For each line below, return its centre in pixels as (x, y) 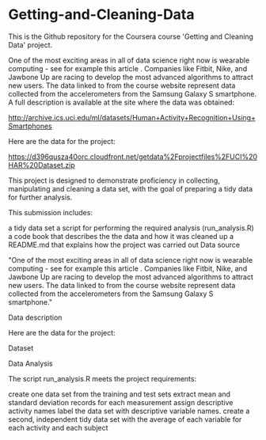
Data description (35, 317)
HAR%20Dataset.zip (42, 165)
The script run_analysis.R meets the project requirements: (102, 378)
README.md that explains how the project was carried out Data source (124, 245)
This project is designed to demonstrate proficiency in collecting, (114, 180)
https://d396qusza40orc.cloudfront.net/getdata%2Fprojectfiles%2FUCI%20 (133, 157)
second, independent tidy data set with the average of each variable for (125, 419)
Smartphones (30, 126)
